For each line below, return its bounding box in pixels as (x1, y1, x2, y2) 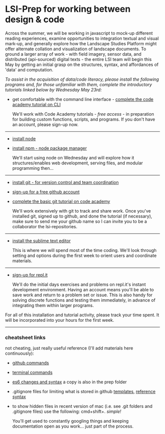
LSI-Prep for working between (5, 3, 131, 15)
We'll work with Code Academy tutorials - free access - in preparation (12, 111, 154, 117)
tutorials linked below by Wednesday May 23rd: (5, 87, 102, 93)
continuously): (5, 350, 34, 356)
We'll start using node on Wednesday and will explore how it (12, 155, 135, 160)
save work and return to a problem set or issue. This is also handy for (12, 292, 153, 298)
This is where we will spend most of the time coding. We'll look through (12, 247, 157, 253)
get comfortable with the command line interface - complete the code (12, 96, 154, 102)
